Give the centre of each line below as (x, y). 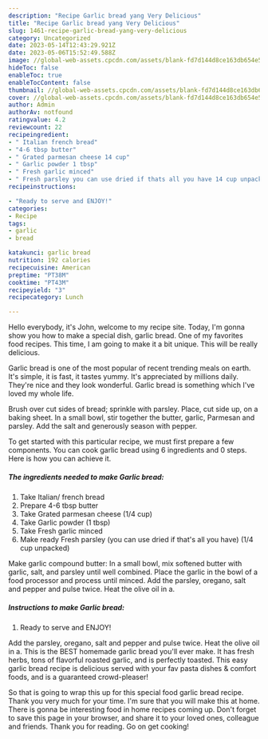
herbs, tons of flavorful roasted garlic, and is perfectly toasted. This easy (128, 660)
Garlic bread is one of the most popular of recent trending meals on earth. (130, 368)
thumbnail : (26, 90)
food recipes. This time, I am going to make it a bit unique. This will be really (133, 344)
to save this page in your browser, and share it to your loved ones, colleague (134, 718)
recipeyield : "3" (37, 290)
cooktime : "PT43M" (39, 282)
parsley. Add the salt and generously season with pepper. (103, 426)
